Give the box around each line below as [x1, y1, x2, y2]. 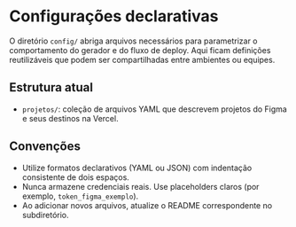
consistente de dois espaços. [21, 171, 130, 183]
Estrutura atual [9, 80, 93, 95]
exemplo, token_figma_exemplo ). [21, 191, 139, 201]
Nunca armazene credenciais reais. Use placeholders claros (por [21, 181, 260, 192]
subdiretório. [21, 209, 69, 220]
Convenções [9, 139, 82, 154]
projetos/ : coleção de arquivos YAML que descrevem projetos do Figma [21, 104, 288, 114]
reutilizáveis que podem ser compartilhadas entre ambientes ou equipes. [9, 54, 276, 65]
